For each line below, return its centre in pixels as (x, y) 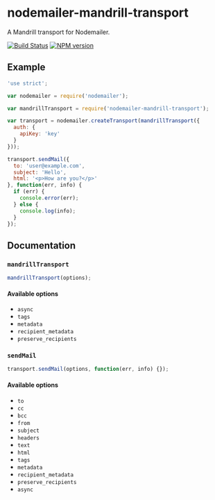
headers (28, 438)
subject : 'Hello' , (40, 172)
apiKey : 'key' (40, 134)
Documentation (42, 245)
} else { (26, 204)
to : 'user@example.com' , (49, 166)
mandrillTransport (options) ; (49, 278)
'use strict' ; (28, 83)
